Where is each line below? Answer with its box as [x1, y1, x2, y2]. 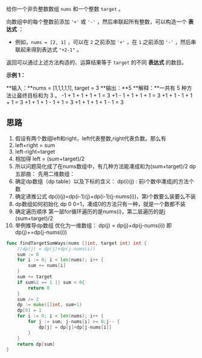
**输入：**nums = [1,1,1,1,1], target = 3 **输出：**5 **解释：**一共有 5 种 [6, 84, 187, 92]
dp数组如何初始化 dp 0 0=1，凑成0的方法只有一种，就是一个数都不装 [14, 200, 186, 207]
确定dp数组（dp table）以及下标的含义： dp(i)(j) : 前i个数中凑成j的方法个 [14, 177, 195, 185]
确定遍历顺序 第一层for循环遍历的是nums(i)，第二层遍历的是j [14, 207, 166, 215]
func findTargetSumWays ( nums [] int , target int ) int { [6, 240, 147, 246]
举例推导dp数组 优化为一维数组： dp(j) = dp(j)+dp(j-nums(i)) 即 [14, 222, 172, 229]
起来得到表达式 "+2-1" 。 [20, 46, 83, 53]
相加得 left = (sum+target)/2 [14, 155, 85, 162]
